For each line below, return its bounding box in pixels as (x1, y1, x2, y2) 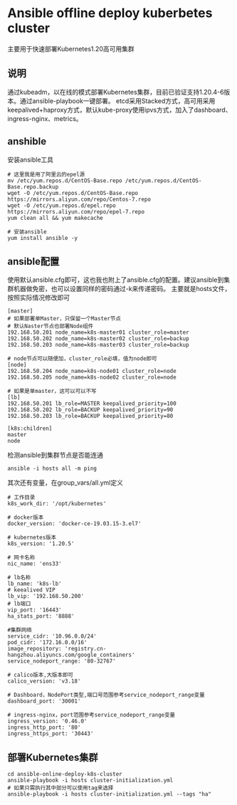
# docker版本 (7, 514, 44, 521)
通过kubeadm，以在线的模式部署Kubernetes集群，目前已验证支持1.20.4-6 (7, 88, 224, 96)
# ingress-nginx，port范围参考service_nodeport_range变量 (7, 712, 176, 719)
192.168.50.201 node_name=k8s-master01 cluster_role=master (7, 329, 190, 336)
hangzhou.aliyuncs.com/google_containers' (7, 651, 135, 659)
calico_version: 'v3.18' (7, 678, 81, 685)
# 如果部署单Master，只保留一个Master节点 (7, 315, 121, 322)
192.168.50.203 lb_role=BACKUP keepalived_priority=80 (7, 413, 174, 420)
